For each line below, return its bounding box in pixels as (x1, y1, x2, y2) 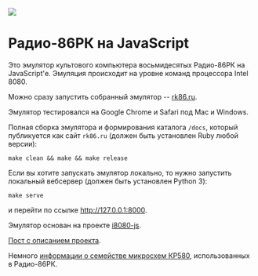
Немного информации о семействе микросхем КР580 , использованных (8, 251, 250, 260)
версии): (8, 139, 38, 148)
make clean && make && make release (8, 154, 128, 162)
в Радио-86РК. (8, 259, 58, 268)
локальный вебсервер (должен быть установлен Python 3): (8, 176, 208, 186)
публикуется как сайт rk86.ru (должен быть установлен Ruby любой (8, 130, 239, 140)
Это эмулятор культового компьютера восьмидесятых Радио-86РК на (8, 60, 245, 70)
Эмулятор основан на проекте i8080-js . (8, 220, 142, 230)
